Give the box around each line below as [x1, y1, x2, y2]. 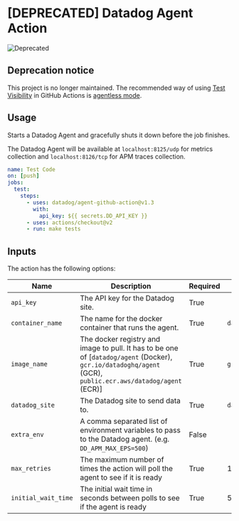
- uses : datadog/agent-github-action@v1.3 [26, 198, 154, 206]
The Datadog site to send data [80, 396, 181, 406]
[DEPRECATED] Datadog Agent [7, 5, 193, 21]
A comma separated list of [80, 416, 168, 426]
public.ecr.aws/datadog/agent [80, 377, 183, 385]
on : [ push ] [7, 173, 40, 180]
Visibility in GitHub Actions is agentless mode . [7, 91, 142, 99]
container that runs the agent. [80, 323, 179, 333]
